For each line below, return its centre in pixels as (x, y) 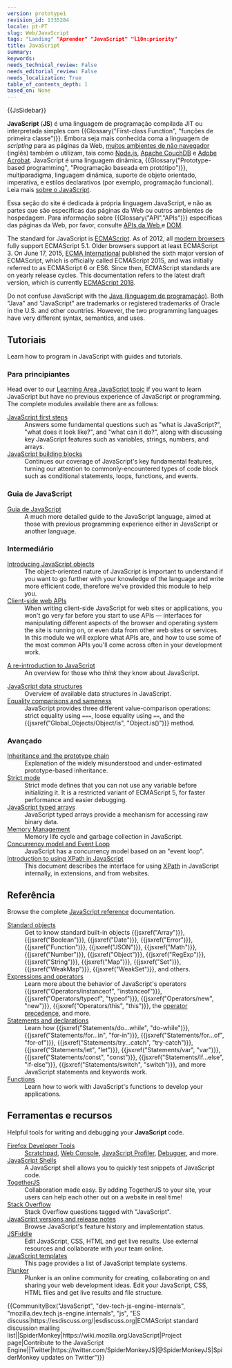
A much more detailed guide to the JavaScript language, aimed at (118, 516)
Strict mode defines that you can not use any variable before (111, 786)
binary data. (41, 822)
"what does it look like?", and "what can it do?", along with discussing (123, 432)
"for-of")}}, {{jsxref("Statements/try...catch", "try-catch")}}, (109, 1042)
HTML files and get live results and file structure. (94, 1292)
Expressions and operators (46, 976)
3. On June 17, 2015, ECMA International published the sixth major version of (116, 254)
